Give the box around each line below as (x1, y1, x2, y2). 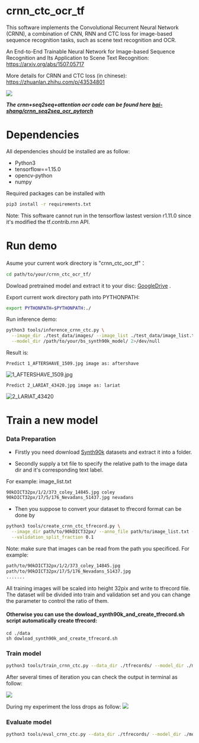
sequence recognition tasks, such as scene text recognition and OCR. (6, 36, 176, 43)
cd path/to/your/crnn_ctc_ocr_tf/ (6, 271, 92, 277)
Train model (6, 649, 41, 657)
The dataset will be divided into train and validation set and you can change (6, 591, 191, 598)
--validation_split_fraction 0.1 (11, 535, 94, 540)
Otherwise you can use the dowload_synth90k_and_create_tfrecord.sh (6, 611, 185, 618)
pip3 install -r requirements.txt (6, 201, 92, 207)
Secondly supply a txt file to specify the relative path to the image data (14, 460, 188, 467)
